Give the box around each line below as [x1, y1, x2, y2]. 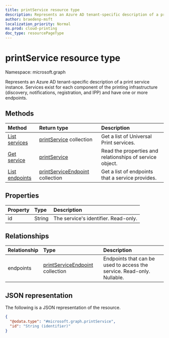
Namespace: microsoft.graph [5, 69, 66, 75]
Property [8, 206, 30, 213]
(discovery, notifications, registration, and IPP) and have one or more [5, 89, 148, 96]
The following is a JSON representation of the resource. [5, 305, 121, 311]
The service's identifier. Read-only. [53, 215, 137, 222]
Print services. [101, 139, 135, 146]
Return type [39, 124, 68, 131]
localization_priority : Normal [5, 21, 71, 27]
